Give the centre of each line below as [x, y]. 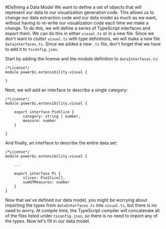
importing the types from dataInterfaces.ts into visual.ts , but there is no [81, 205]
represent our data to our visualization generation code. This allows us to [80, 12]
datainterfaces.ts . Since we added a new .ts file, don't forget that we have [83, 44]
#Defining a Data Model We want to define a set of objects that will [73, 7]
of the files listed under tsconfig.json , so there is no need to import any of [81, 216]
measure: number [40, 121]
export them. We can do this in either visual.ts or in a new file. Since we [80, 33]
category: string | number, [52, 116]
